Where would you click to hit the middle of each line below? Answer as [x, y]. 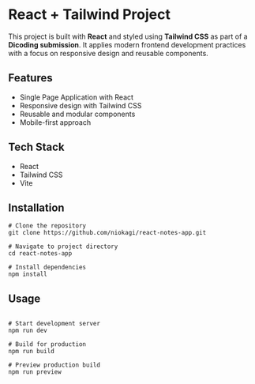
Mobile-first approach [55, 122]
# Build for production [47, 344]
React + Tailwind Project [90, 15]
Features [30, 78]
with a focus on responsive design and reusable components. [109, 53]
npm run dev [28, 331]
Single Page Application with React [77, 97]
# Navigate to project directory [63, 247]
